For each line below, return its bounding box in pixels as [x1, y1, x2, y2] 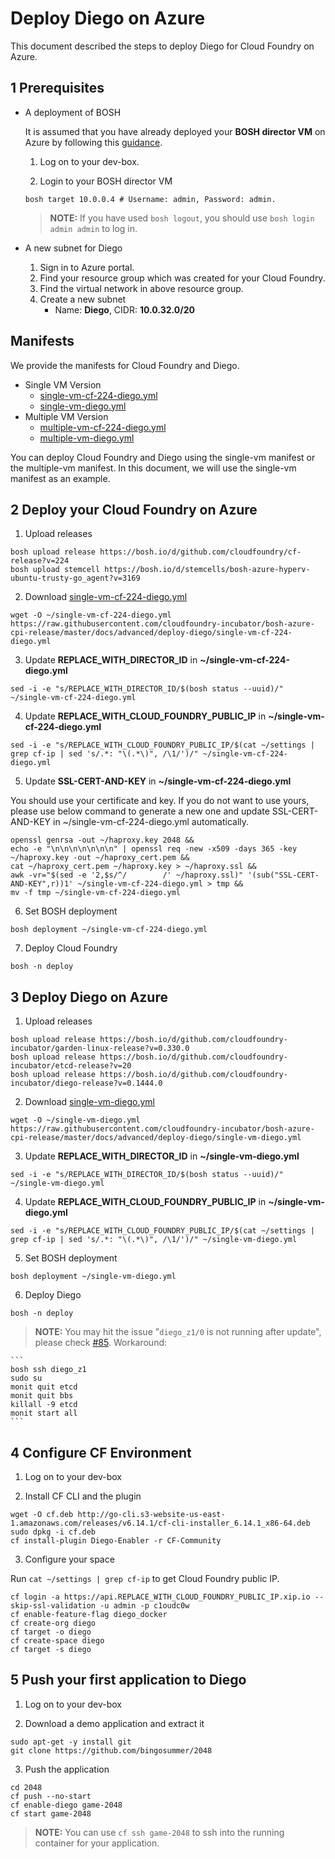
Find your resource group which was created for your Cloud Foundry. [39, 272, 326, 284]
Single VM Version [24, 378, 102, 391]
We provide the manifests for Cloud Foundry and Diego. [10, 359, 240, 371]
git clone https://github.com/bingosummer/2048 [10, 1745, 213, 1756]
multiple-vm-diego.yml [39, 432, 135, 444]
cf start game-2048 [10, 1808, 92, 1819]
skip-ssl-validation [10, 1601, 97, 1611]
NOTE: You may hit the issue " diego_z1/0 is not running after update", [34, 1326, 322, 1338]
